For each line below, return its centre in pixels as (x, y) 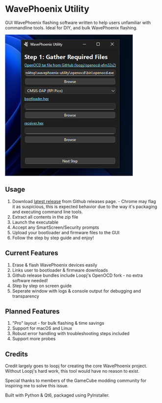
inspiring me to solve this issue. (37, 386)
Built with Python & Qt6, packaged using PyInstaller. (57, 395)
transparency (25, 296)
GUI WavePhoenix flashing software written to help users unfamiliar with (78, 22)
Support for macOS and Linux (42, 328)
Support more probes (34, 339)
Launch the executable (35, 222)
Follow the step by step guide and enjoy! (53, 238)
